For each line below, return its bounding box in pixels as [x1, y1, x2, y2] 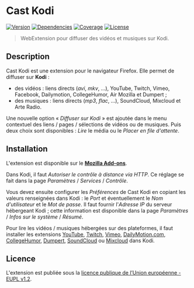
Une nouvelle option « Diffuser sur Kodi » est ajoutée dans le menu [6, 114, 167, 122]
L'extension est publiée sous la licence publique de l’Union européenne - [6, 269, 181, 276]
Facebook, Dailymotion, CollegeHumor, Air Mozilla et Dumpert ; [14, 91, 167, 98]
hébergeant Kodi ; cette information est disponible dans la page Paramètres [6, 207, 189, 214]
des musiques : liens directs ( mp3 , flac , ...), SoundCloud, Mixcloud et [14, 97, 181, 104]
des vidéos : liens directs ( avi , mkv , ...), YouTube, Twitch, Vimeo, [14, 85, 170, 92]
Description [6, 51, 50, 62]
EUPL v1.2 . [6, 276, 32, 283]
